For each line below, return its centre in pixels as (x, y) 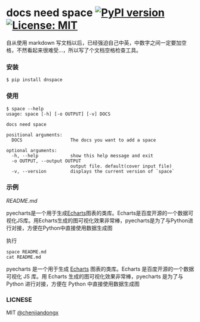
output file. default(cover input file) (121, 166)
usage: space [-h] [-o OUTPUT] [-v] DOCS (59, 114)
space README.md (26, 252)
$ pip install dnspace (34, 80)
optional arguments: (32, 150)
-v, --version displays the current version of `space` (93, 171)
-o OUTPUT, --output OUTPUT (47, 161)
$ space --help (25, 109)
